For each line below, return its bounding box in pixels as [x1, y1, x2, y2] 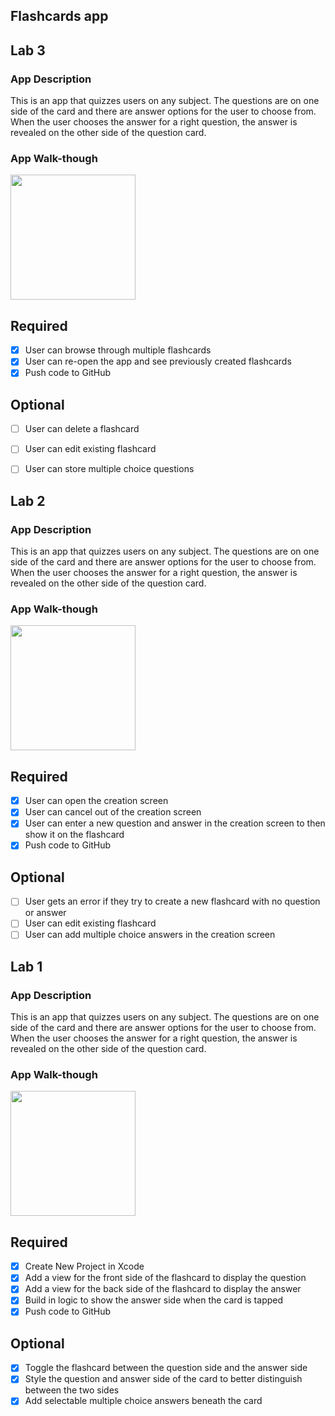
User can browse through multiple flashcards [24, 344, 212, 356]
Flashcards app [10, 8, 109, 25]
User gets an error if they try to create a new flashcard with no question [24, 895, 321, 908]
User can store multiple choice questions [24, 463, 195, 475]
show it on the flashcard [24, 829, 125, 841]
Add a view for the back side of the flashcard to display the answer [24, 1283, 302, 1295]
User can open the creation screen [24, 795, 169, 807]
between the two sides [24, 1384, 120, 1396]
